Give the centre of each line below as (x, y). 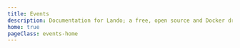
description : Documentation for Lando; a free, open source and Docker (116, 20)
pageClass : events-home (43, 34)
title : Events (29, 14)
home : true (24, 27)
